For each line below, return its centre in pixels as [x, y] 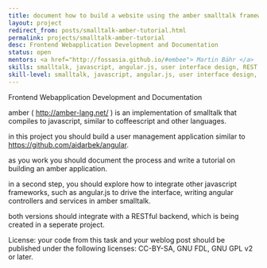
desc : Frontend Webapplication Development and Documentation [113, 45]
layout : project [35, 23]
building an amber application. [58, 168]
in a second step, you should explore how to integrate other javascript [122, 184]
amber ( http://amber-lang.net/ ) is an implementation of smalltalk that [122, 113]
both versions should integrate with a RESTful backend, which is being [124, 216]
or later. [21, 257]
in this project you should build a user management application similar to [127, 136]
